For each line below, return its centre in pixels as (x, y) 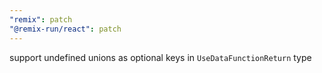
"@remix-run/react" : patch (65, 29)
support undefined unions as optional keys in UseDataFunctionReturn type (160, 57)
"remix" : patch (41, 19)
